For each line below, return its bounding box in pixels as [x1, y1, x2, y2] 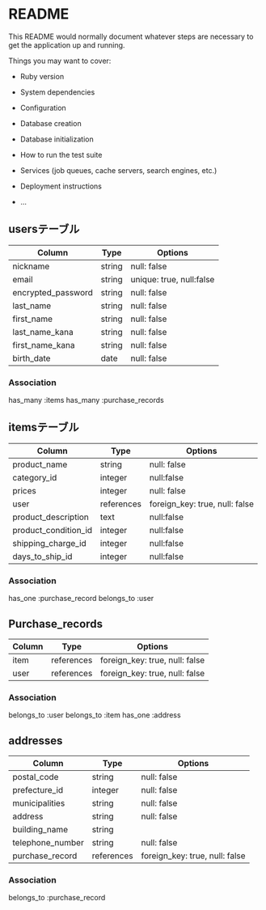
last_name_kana [12, 326, 74, 337]
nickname [12, 260, 50, 272]
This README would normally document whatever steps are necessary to [8, 32, 254, 41]
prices [12, 485, 36, 496]
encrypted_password [12, 286, 93, 298]
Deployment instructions [19, 181, 103, 191]
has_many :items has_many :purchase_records [8, 396, 164, 405]
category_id [12, 472, 57, 483]
